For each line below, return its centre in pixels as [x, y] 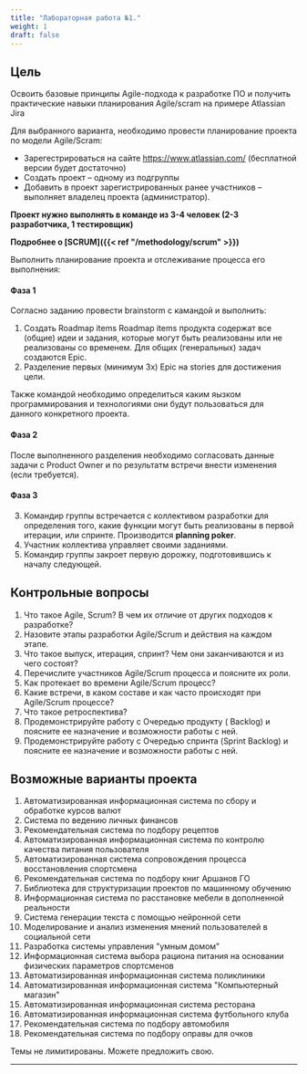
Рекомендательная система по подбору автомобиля [127, 1024]
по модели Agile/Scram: [56, 141]
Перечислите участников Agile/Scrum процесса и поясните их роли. [157, 673]
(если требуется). [45, 474]
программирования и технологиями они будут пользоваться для [137, 404]
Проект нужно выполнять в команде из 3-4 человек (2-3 [125, 214]
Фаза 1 [23, 290]
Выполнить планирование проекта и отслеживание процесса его [138, 260]
